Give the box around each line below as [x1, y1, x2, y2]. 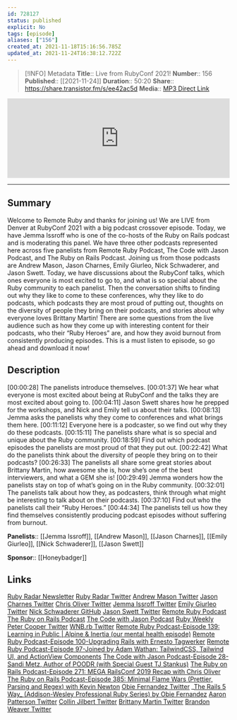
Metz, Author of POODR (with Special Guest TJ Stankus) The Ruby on [25, 660, 228, 668]
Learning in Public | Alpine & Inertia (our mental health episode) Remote [7, 630, 215, 639]
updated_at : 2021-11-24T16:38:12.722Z [7, 50, 121, 57]
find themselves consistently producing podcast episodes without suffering [7, 511, 227, 519]
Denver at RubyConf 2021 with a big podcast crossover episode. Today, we [7, 223, 226, 232]
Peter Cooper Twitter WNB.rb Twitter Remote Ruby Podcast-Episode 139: [7, 622, 220, 631]
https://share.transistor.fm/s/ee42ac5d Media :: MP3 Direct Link [24, 84, 209, 93]
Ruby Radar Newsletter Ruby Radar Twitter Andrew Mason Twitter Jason [7, 592, 219, 601]
